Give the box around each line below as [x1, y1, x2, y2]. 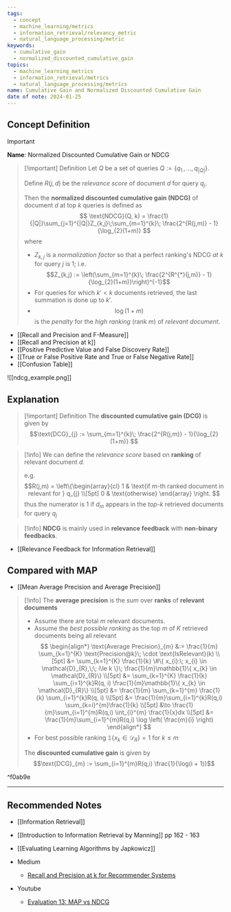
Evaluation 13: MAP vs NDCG [27, 898, 110, 906]
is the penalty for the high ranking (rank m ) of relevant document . [34, 318, 221, 326]
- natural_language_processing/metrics [13, 81, 128, 88]
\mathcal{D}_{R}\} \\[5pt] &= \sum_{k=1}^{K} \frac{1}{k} [51, 671, 208, 680]
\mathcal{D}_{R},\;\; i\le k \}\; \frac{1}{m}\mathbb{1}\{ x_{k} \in [41, 665, 217, 673]
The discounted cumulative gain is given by [23, 749, 151, 757]
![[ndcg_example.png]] [7, 374, 72, 382]
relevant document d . [23, 458, 85, 466]
